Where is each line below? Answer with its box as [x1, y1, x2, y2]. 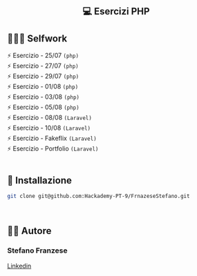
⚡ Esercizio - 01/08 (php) [7, 82, 79, 91]
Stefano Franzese [7, 246, 68, 255]
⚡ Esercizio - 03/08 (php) [7, 92, 80, 101]
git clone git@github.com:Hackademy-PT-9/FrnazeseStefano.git [7, 193, 190, 200]
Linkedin [7, 262, 32, 270]
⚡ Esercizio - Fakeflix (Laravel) [7, 134, 97, 143]
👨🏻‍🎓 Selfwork [7, 32, 68, 44]
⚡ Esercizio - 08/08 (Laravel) [7, 113, 92, 122]
